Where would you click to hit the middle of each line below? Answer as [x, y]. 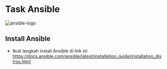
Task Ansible [32, 9]
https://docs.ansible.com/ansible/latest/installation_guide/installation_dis [87, 56]
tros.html [21, 61]
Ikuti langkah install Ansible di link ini [50, 50]
